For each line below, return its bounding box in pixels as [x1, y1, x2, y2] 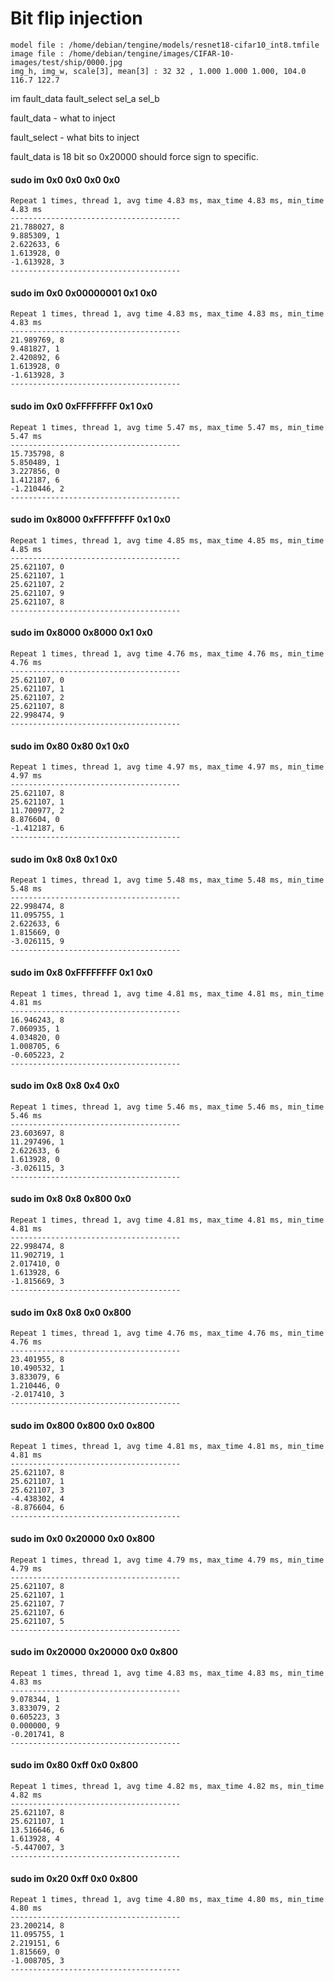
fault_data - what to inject [10, 112, 116, 124]
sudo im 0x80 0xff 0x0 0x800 [10, 1759, 139, 1771]
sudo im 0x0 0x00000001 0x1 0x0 [10, 287, 158, 299]
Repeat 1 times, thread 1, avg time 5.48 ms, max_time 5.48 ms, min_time [10, 875, 325, 886]
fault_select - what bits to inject [10, 131, 140, 143]
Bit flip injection [10, 7, 143, 30]
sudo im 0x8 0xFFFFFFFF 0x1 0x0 [10, 966, 153, 978]
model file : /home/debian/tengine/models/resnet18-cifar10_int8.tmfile [10, 40, 320, 50]
